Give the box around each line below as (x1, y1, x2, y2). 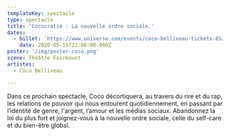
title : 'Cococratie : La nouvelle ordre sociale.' (7, 23, 155, 29)
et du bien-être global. (7, 121, 71, 129)
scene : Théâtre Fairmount (7, 55, 81, 62)
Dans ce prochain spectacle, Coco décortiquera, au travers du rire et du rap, (7, 92, 223, 100)
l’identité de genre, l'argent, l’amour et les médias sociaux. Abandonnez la (7, 107, 216, 115)
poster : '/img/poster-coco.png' (7, 49, 99, 55)
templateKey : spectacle (7, 10, 75, 17)
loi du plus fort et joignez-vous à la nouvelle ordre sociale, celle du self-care (7, 113, 222, 122)
